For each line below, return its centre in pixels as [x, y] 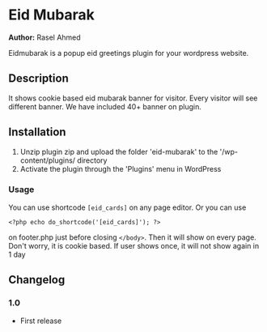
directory [92, 160]
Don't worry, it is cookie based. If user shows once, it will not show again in [134, 245]
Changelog [37, 280]
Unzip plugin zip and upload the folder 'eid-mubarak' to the [119, 151]
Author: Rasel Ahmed [44, 37]
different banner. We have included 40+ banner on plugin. [105, 106]
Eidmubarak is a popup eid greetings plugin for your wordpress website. [129, 53]
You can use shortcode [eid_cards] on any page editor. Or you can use [127, 207]
